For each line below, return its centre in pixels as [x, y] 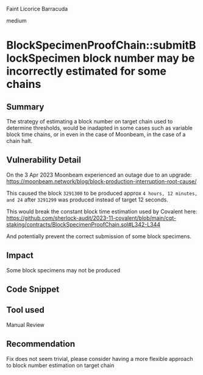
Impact [20, 256]
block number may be [139, 58]
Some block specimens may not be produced [63, 270]
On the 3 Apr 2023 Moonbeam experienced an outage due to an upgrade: [99, 175]
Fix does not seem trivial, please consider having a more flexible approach [100, 359]
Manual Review [25, 325]
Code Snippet [33, 289]
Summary [25, 107]
